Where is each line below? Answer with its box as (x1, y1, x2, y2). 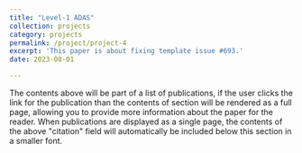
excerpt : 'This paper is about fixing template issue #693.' (9, 47, 244, 56)
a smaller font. (9, 136, 63, 146)
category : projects (9, 30, 83, 39)
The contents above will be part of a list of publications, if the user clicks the (9, 87, 293, 98)
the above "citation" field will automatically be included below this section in (9, 126, 292, 136)
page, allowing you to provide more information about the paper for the (9, 107, 273, 117)
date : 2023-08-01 (9, 55, 75, 64)
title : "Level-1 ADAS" (9, 13, 95, 22)
